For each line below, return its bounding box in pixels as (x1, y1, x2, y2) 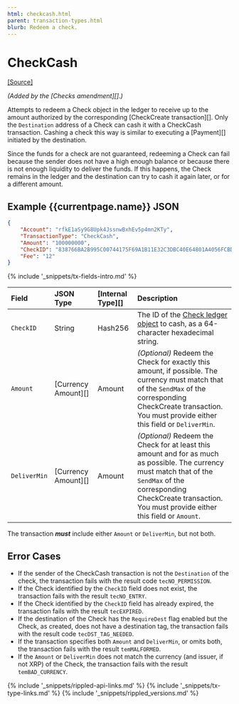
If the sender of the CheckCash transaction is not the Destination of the (17, 569, 229, 578)
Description (137, 294, 178, 304)
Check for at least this (137, 440, 211, 450)
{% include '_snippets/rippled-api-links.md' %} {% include (7, 681, 179, 690)
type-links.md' (7, 689, 51, 698)
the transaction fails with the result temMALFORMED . (17, 645, 161, 653)
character (137, 328, 170, 338)
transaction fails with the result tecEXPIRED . (17, 607, 144, 616)
